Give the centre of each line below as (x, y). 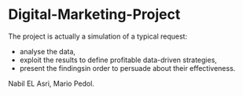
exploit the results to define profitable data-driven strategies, (118, 60)
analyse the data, (48, 51)
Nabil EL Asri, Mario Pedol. (51, 83)
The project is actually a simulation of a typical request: (98, 36)
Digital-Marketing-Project (94, 15)
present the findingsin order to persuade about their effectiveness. (127, 68)
